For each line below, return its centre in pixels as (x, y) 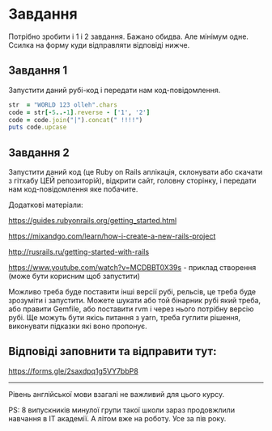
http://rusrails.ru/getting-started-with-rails (79, 252)
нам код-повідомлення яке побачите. (73, 189)
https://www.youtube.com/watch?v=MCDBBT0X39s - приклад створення (132, 268)
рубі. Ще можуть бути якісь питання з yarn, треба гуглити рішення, (125, 318)
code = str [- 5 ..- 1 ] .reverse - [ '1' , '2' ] (79, 112)
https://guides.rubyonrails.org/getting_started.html (93, 221)
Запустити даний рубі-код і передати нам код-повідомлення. (115, 90)
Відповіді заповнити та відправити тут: (113, 351)
